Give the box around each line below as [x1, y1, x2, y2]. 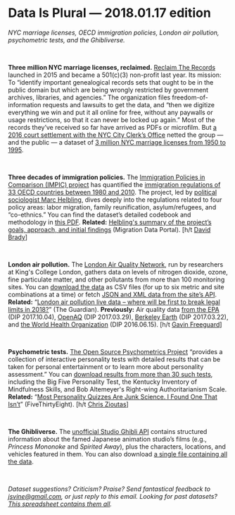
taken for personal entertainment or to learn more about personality [8, 362, 204, 371]
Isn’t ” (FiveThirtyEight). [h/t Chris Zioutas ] [8, 400, 129, 408]
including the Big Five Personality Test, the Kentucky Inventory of [8, 377, 198, 386]
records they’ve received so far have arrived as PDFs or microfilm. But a [8, 123, 217, 131]
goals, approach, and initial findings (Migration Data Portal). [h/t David [8, 225, 211, 234]
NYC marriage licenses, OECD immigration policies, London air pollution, [8, 28, 220, 37]
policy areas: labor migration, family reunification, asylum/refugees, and [8, 202, 217, 211]
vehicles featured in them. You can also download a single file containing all [8, 449, 228, 458]
